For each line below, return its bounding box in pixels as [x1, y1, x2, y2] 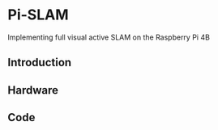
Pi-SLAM [7, 6, 69, 24]
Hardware [7, 83, 58, 97]
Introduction [7, 56, 72, 69]
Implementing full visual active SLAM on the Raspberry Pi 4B [7, 32, 210, 42]
